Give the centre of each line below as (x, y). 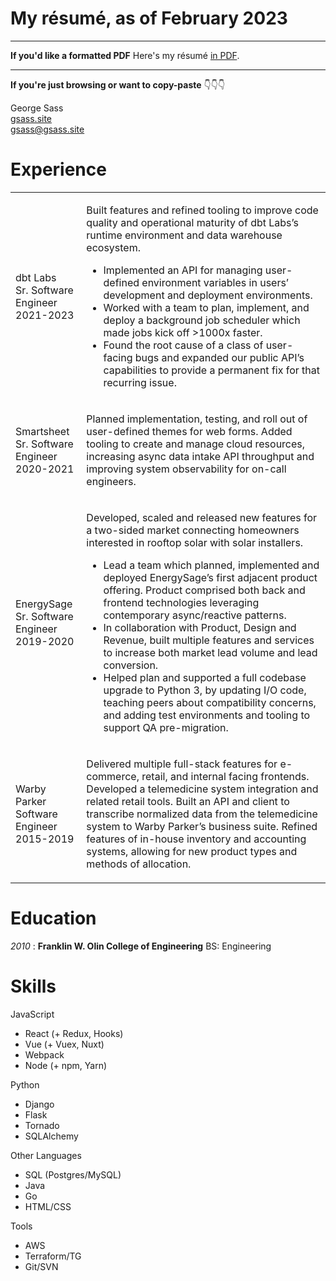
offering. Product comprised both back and (204, 590)
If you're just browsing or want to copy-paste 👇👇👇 (118, 84)
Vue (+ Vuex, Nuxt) (64, 1044)
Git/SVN (41, 1266)
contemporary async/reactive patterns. (195, 615)
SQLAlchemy (51, 1136)
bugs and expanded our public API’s (219, 357)
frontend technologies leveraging (181, 602)
